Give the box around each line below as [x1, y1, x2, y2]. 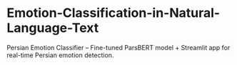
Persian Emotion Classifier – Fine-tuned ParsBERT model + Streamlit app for [6, 43, 231, 52]
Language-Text [6, 20, 99, 36]
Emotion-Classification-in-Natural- [6, 5, 221, 21]
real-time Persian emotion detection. [6, 51, 114, 59]
